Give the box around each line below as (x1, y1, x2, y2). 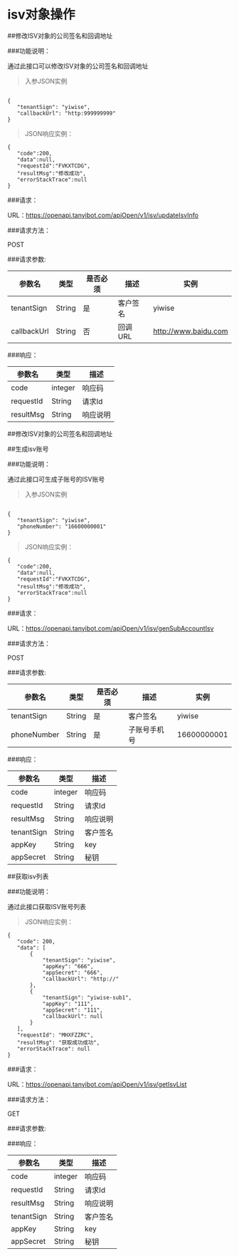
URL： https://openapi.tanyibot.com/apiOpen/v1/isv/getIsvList (7, 1080, 187, 1089)
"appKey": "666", (42, 962, 94, 970)
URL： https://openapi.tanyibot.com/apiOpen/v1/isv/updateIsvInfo (7, 211, 199, 219)
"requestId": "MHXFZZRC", (16, 1031, 94, 1039)
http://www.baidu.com (152, 326, 228, 336)
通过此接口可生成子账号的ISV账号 (7, 474, 105, 483)
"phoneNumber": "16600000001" (16, 523, 107, 530)
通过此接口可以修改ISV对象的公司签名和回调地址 (7, 61, 149, 70)
